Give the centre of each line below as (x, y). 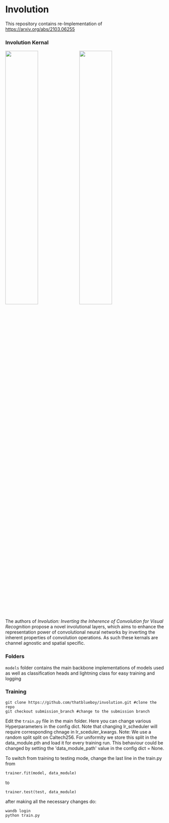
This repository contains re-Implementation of (54, 24)
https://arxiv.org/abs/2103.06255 (40, 29)
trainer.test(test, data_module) (41, 792)
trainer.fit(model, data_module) (41, 773)
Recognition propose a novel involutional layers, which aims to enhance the (85, 627)
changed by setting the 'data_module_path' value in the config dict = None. (85, 748)
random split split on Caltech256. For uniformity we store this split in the (81, 737)
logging (13, 678)
